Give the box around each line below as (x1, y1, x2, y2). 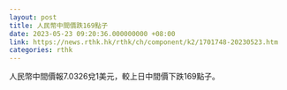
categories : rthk (9, 46, 73, 55)
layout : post (9, 12, 57, 22)
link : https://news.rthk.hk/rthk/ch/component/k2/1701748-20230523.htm (9, 37, 278, 47)
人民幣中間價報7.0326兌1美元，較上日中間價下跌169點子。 (9, 71, 221, 82)
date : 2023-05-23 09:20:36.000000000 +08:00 (9, 29, 176, 38)
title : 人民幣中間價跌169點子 (9, 21, 109, 30)
